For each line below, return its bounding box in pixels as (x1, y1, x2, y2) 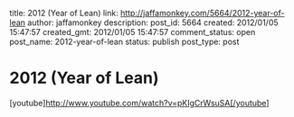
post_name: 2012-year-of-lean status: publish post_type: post (9, 36, 240, 47)
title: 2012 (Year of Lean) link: (9, 8, 119, 18)
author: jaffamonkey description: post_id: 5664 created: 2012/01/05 (26, 17, 279, 28)
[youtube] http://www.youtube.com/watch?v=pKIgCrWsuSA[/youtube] (9, 97, 270, 108)
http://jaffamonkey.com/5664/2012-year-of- (120, 8, 285, 18)
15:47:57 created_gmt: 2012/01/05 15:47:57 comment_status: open (9, 27, 256, 37)
